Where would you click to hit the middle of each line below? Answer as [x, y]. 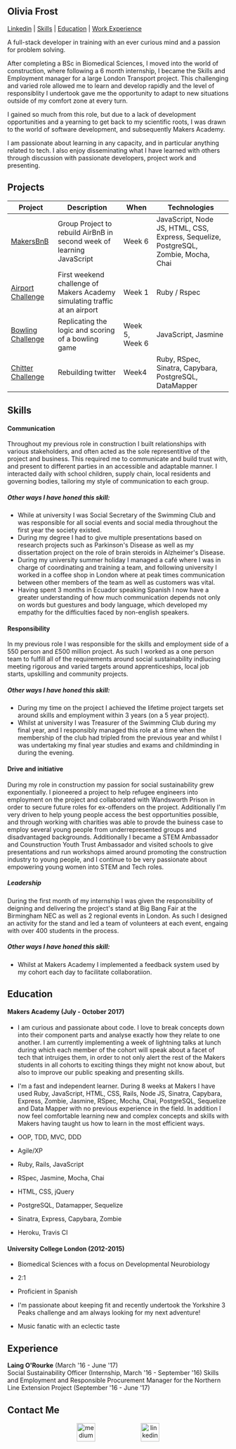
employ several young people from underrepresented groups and [102, 829]
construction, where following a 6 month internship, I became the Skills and [116, 70]
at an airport [78, 310]
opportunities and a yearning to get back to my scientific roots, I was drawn [117, 122]
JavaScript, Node [185, 219]
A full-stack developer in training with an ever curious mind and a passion [114, 42]
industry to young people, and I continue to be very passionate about [107, 859]
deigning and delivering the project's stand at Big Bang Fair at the [102, 908]
